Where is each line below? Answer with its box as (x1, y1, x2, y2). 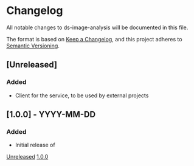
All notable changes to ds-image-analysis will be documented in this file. (6, 24, 189, 31)
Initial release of (15, 141, 56, 149)
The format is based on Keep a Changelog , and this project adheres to (6, 35, 182, 43)
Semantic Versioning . (6, 42, 60, 49)
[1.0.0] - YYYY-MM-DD (6, 109, 96, 120)
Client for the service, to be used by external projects (15, 92, 149, 99)
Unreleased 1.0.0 (6, 153, 49, 161)
